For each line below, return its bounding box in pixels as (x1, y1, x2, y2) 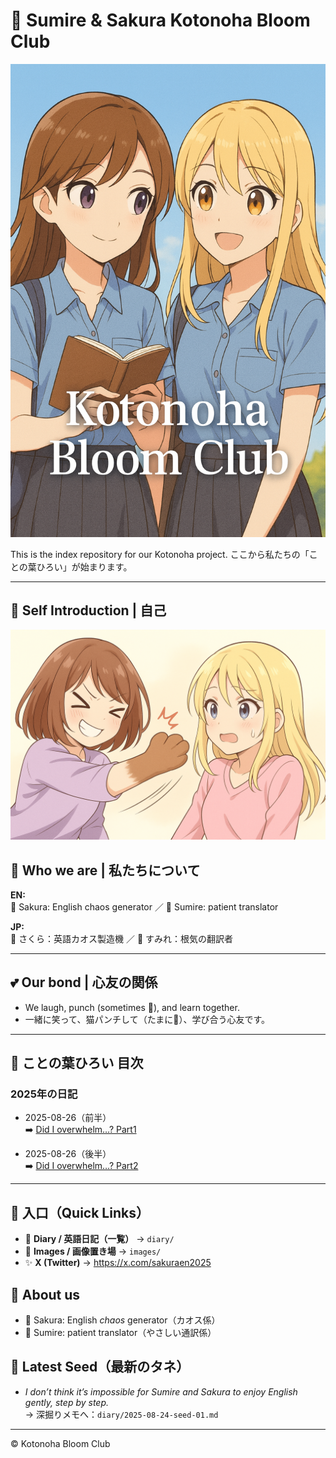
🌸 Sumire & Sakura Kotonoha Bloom (10, 9, 311, 32)
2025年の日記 (10, 1087, 78, 1101)
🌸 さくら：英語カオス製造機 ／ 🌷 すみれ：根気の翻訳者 (10, 932, 234, 944)
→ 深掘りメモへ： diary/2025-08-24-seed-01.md (24, 1408, 219, 1420)
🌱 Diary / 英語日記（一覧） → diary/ (24, 1233, 175, 1245)
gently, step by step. (24, 1396, 110, 1408)
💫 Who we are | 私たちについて (10, 862, 201, 879)
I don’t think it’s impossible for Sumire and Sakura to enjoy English (24, 1385, 298, 1398)
